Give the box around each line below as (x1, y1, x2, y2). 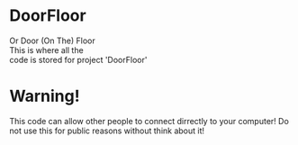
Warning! (9, 86, 80, 106)
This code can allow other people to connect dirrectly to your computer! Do (9, 115, 290, 126)
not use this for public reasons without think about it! (9, 125, 205, 136)
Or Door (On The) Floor (9, 35, 96, 46)
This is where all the (9, 44, 84, 55)
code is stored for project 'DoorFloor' (9, 54, 148, 65)
